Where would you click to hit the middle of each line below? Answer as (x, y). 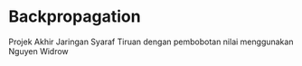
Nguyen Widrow (38, 51)
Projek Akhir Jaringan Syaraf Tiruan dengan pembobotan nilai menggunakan (151, 42)
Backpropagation (75, 17)
